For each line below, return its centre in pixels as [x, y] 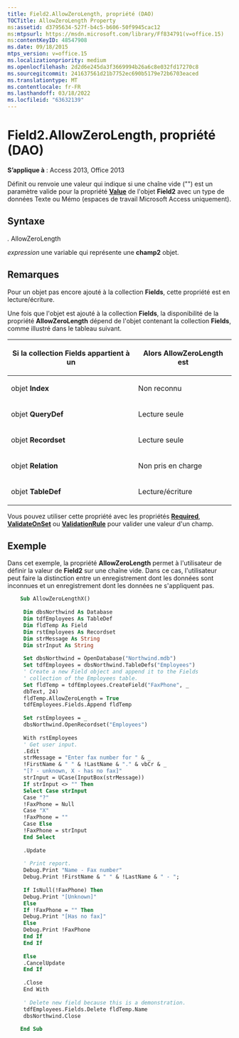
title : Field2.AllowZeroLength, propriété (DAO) [81, 14]
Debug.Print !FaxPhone [57, 930]
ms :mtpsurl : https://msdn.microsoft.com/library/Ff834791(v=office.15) [116, 34]
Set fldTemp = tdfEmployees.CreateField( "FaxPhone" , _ [106, 685]
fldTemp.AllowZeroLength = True [71, 698]
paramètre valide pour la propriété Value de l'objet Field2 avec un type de [116, 191]
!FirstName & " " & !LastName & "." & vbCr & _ [95, 765]
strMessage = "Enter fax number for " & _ [87, 758]
